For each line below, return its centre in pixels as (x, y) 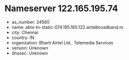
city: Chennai (25, 32)
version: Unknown (30, 48)
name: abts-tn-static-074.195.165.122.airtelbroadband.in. (68, 27)
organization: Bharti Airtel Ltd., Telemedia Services (62, 42)
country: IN (23, 38)
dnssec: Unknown (30, 53)
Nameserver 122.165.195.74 (61, 9)
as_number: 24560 (30, 22)
